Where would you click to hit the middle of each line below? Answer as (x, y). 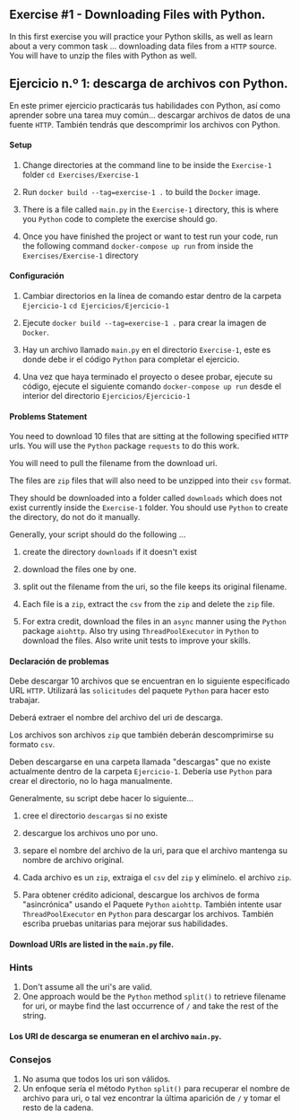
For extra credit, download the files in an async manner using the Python (154, 622)
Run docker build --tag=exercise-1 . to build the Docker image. (141, 191)
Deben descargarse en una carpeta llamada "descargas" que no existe (140, 762)
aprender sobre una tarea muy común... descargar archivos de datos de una (150, 115)
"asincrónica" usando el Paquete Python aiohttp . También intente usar (152, 904)
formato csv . (32, 745)
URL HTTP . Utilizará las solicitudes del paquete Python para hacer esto (139, 691)
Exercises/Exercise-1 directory (80, 255)
